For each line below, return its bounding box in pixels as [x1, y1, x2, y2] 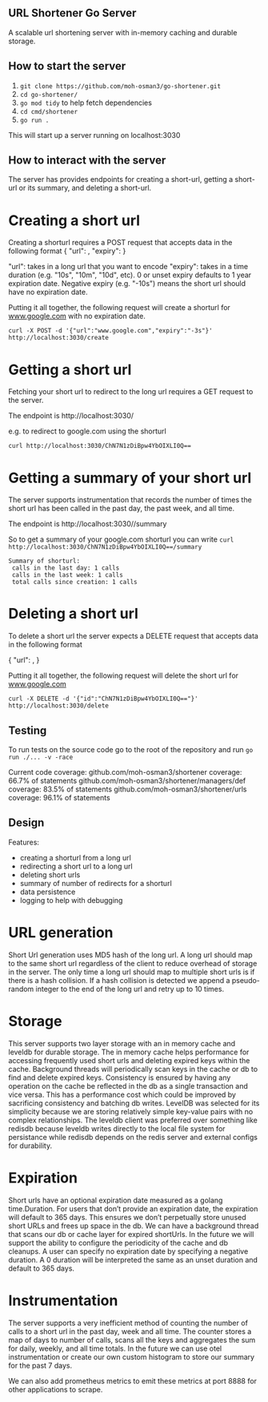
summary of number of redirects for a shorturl [19, 878, 172, 888]
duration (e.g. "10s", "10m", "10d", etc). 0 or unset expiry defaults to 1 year [8, 270, 252, 280]
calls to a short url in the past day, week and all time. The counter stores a [8, 1326, 252, 1336]
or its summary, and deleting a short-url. [18, 183, 152, 193]
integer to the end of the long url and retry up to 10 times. [35, 984, 225, 993]
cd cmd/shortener [19, 107, 78, 115]
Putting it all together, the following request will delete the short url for [8, 671, 238, 680]
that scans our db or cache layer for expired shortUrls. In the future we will [8, 1229, 254, 1239]
